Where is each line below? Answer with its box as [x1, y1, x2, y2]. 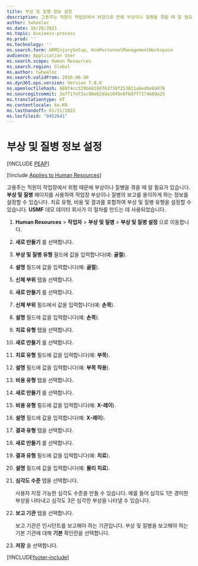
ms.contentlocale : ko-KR [6, 102, 68, 108]
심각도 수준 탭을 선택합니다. [15, 477, 78, 484]
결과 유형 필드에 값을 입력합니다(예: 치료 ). [15, 452, 111, 459]
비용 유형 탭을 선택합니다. [15, 376, 74, 384]
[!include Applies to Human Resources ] [6, 172, 102, 179]
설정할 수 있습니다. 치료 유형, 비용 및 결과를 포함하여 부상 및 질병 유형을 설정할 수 [6, 199, 192, 206]
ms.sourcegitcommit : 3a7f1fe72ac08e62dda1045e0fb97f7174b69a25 [6, 91, 166, 97]
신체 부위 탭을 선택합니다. [15, 276, 74, 284]
